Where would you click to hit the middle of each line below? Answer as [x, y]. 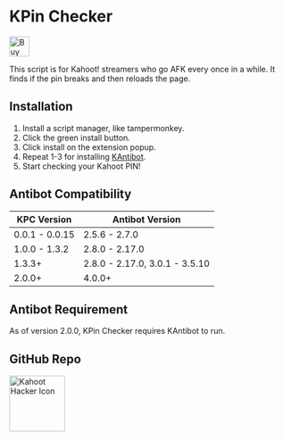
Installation [41, 107]
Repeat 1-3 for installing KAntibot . [84, 156]
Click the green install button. [76, 137]
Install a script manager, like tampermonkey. [103, 128]
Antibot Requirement [68, 309]
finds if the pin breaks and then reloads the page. [100, 79]
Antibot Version [146, 219]
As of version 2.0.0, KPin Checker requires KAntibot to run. [117, 331]
